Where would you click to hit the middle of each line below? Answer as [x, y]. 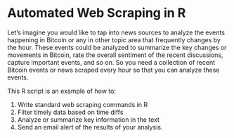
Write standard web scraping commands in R [83, 104]
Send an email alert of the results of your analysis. [90, 127]
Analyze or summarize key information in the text [89, 119]
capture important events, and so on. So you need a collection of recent [111, 62]
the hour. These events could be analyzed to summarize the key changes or [117, 47]
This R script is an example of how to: [61, 91]
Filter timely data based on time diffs [70, 112]
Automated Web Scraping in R [97, 13]
